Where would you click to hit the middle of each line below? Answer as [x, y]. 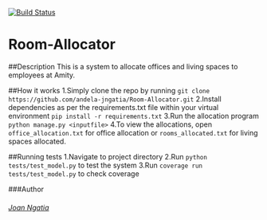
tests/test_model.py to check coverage [74, 173]
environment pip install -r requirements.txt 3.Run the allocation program [133, 116]
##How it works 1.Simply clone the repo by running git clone [109, 90]
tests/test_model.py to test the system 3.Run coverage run [106, 165]
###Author [26, 189]
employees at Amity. [42, 75]
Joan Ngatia [29, 207]
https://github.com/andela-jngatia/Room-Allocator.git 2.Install [115, 99]
